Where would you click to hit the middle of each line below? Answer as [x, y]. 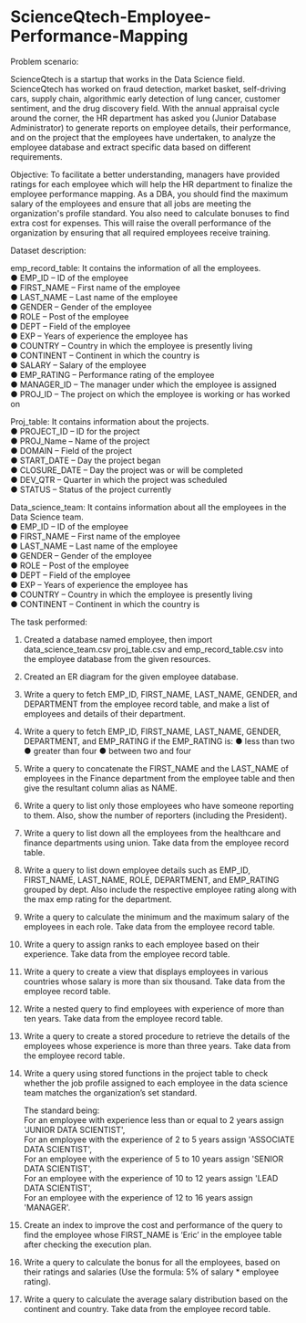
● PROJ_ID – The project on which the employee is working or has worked [150, 394]
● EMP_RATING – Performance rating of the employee [112, 374]
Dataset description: [48, 250]
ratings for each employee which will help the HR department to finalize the [152, 184]
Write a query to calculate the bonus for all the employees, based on [152, 1262]
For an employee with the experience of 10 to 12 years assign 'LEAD [151, 1178]
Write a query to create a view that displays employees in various [146, 971]
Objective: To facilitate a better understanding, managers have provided [145, 174]
